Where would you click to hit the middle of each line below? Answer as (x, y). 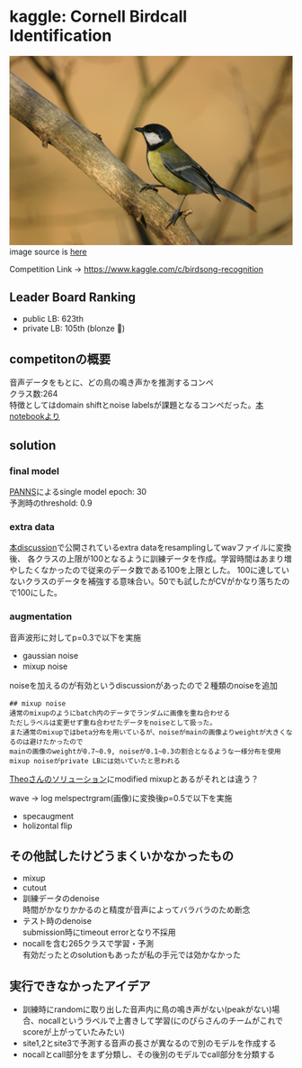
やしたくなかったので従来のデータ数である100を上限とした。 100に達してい (150, 571)
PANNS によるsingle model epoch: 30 (78, 491)
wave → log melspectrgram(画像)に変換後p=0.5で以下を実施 (121, 798)
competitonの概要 (60, 359)
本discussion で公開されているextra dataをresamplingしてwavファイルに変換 (151, 548)
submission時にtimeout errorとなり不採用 (99, 932)
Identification (61, 36)
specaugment (48, 816)
